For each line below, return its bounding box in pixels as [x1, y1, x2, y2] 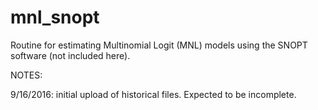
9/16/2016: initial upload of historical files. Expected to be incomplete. [10, 88, 297, 100]
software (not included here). [10, 49, 131, 61]
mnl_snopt [10, 6, 100, 29]
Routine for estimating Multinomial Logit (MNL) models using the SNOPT [10, 39, 308, 51]
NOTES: [10, 69, 43, 81]
